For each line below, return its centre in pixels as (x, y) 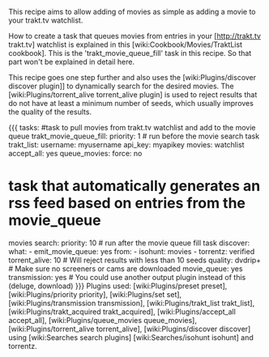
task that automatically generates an (134, 186)
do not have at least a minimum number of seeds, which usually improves (131, 103)
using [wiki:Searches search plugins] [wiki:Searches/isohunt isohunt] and (131, 337)
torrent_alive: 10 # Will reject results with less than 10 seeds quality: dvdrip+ (135, 260)
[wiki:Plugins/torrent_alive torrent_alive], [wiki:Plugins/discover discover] (130, 329)
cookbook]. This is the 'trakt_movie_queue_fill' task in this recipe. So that (130, 53)
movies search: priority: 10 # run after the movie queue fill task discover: (129, 243)
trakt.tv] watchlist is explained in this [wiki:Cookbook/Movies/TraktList (126, 45)
